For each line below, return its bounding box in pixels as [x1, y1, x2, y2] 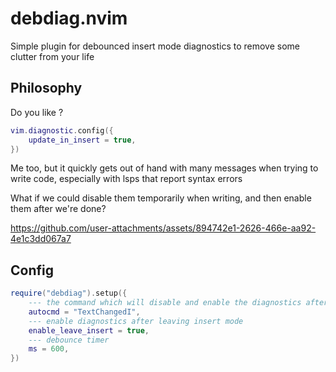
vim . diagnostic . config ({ [10, 125, 114, 136]
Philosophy [10, 80, 83, 97]
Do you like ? [10, 106, 64, 118]
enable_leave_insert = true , [28, 325, 150, 336]
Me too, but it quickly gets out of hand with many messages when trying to [10, 162, 319, 174]
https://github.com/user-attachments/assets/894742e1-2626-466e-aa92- [10, 222, 317, 234]
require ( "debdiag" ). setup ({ [10, 288, 128, 299]
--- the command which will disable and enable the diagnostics [28, 298, 302, 308]
